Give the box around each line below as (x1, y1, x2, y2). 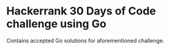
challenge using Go (6, 17, 107, 31)
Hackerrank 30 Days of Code (6, 4, 157, 18)
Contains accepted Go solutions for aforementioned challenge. (6, 37, 165, 44)
